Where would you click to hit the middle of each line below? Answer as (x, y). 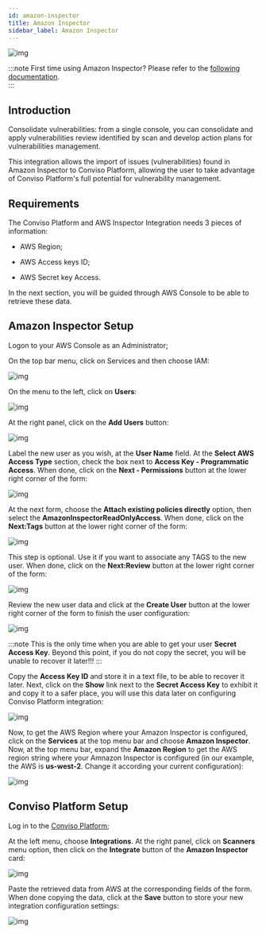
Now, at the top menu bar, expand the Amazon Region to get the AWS (123, 749)
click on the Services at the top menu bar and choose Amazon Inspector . (129, 741)
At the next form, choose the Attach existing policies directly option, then (130, 509)
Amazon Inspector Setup (71, 326)
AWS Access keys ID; (55, 262)
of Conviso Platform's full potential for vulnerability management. (115, 179)
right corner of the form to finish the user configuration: (99, 613)
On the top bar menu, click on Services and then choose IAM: (109, 360)
